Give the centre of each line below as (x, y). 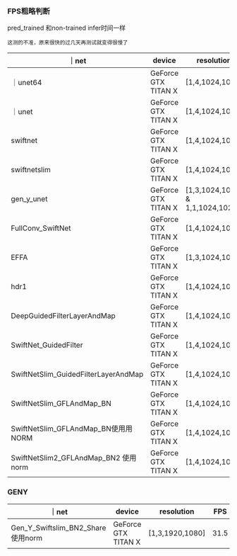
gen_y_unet (29, 199)
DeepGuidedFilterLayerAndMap (63, 316)
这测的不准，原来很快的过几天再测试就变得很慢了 (68, 43)
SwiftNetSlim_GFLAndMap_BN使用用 (72, 429)
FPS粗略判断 (29, 11)
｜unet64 (26, 83)
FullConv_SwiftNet (41, 228)
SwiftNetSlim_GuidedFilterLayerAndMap (77, 375)
